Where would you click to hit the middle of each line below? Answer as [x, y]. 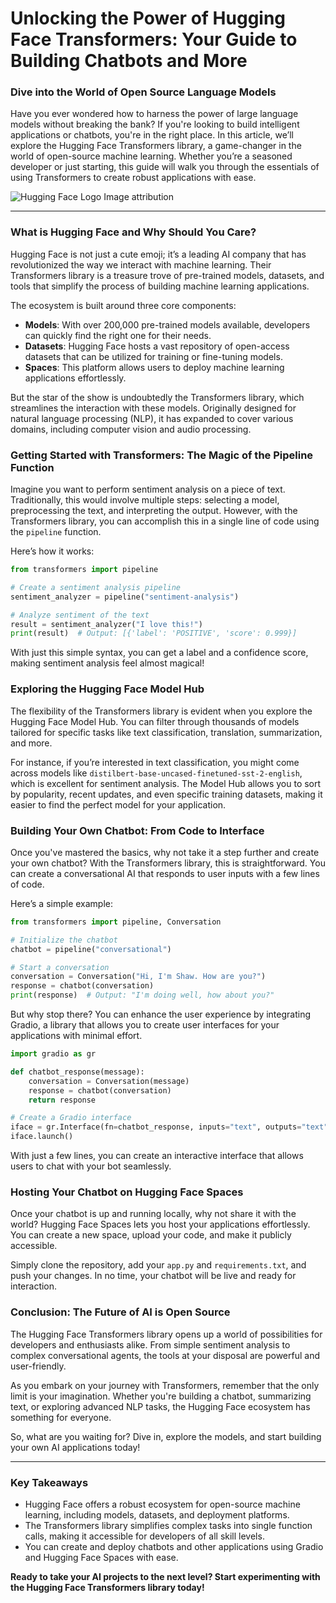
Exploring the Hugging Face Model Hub [107, 689]
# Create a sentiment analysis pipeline [96, 587]
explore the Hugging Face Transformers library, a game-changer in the [156, 146]
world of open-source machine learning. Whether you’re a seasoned [151, 156]
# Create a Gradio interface [71, 1118]
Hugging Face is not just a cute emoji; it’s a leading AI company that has [158, 254]
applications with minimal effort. [76, 1036]
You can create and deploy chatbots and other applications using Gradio [174, 1546]
